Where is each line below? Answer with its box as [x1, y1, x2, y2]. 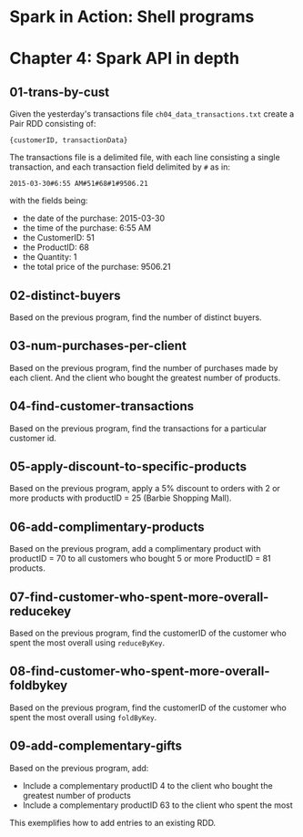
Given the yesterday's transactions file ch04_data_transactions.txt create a [9, 108, 295, 119]
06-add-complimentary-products [9, 519, 205, 534]
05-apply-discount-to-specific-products [9, 459, 247, 475]
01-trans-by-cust [9, 84, 110, 99]
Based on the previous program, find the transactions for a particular [9, 422, 267, 434]
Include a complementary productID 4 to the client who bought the [22, 780, 273, 790]
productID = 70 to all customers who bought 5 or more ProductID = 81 [9, 553, 271, 564]
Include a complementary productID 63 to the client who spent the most [22, 800, 293, 811]
